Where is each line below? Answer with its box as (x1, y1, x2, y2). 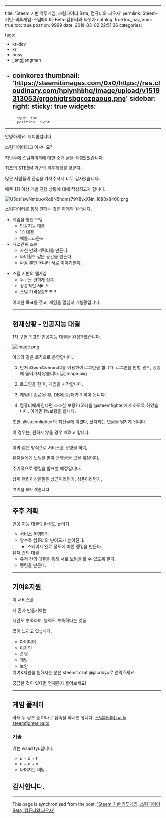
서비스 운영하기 (19, 532, 49, 537)
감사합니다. (12, 782, 45, 791)
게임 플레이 (12, 700, 44, 709)
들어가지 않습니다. (25, 370, 60, 376)
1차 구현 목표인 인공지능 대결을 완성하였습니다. (12, 334, 101, 340)
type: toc (17, 115, 37, 120)
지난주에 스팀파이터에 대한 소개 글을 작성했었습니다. (5, 154, 104, 161)
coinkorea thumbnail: (12, 71, 80, 80)
